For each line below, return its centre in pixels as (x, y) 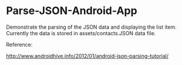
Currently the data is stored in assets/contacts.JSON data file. (81, 33)
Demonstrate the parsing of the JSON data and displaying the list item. (92, 27)
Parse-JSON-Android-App (72, 11)
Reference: (19, 45)
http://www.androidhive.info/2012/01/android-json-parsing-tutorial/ (87, 56)
